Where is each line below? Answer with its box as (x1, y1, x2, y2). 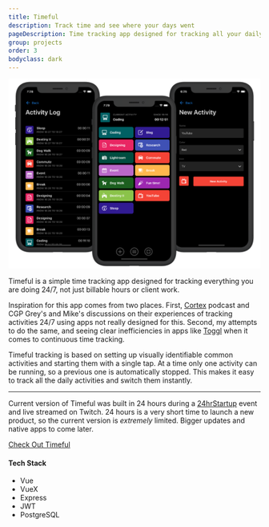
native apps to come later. (8, 424, 94, 433)
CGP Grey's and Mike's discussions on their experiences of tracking (8, 309, 233, 318)
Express (19, 493, 47, 503)
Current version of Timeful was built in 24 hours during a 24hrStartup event (8, 399, 258, 408)
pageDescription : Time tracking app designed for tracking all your (8, 30, 242, 38)
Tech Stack (8, 458, 46, 468)
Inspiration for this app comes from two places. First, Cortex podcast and (8, 301, 250, 310)
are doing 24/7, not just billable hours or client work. (8, 285, 180, 294)
